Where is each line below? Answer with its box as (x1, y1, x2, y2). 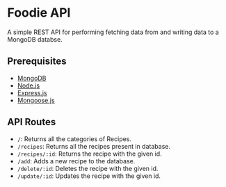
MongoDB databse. (7, 35, 63, 43)
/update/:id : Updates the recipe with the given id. (17, 172, 161, 180)
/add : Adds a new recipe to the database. (17, 156, 136, 165)
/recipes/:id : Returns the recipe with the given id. (17, 149, 162, 158)
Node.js (17, 81, 40, 90)
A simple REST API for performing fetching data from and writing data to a (7, 28, 219, 36)
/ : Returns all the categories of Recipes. (17, 134, 132, 143)
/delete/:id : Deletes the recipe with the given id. (17, 164, 159, 172)
